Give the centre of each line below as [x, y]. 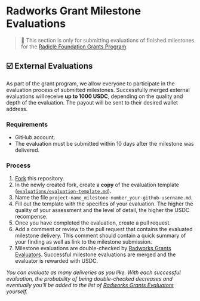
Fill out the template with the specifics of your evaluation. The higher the [104, 204]
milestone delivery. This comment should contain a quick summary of [100, 236]
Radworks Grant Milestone [74, 11]
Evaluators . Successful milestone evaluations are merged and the [95, 254]
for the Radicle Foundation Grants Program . [74, 47]
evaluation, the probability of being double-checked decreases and [90, 279]
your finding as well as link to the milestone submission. [83, 242]
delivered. [27, 150]
